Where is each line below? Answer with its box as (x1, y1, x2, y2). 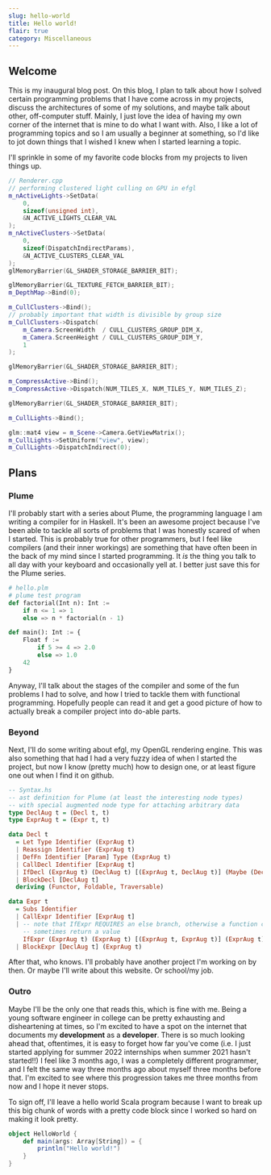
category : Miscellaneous (8, 34, 92, 43)
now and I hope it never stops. (8, 1081, 109, 1091)
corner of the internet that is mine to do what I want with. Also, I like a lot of (8, 120, 258, 130)
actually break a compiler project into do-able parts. (8, 706, 181, 716)
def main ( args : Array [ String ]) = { (23, 1137, 143, 1145)
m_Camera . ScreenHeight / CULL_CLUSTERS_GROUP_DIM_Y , (23, 333, 204, 341)
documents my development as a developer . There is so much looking (8, 1030, 245, 1040)
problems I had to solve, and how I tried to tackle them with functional (8, 689, 240, 698)
